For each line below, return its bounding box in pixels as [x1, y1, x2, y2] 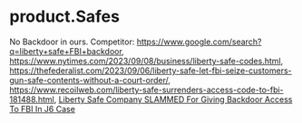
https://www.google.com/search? [136, 36, 262, 47]
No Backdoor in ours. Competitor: [9, 36, 135, 47]
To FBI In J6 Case [9, 103, 75, 114]
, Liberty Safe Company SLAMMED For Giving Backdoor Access [54, 93, 293, 105]
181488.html [9, 93, 54, 105]
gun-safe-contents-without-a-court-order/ [9, 74, 169, 85]
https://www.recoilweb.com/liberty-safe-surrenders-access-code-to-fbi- [9, 84, 284, 95]
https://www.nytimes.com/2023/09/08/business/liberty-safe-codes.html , [9, 55, 284, 66]
